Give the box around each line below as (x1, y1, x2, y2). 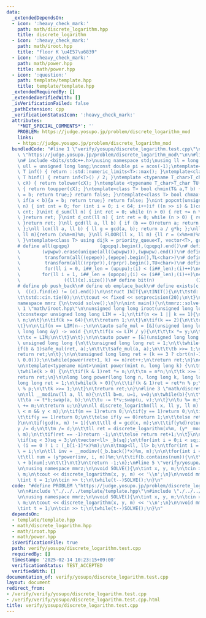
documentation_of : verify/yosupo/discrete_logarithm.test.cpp (6, 574, 169, 580)
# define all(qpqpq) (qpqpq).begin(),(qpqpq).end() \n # (17, 243, 188, 249)
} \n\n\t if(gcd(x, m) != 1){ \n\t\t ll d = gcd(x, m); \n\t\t (17, 420, 169, 426)
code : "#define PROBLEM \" (12, 482, 81, 489)
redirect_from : (6, 585, 45, 592)
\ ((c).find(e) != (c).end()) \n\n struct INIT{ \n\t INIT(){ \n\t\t (17, 288, 188, 295)
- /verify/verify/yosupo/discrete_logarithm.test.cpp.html (6, 597, 161, 603)
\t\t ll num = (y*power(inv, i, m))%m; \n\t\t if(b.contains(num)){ (17, 454, 188, 460)
